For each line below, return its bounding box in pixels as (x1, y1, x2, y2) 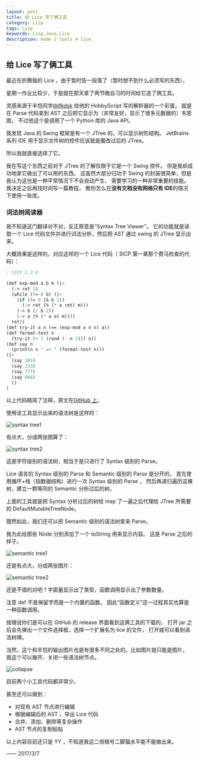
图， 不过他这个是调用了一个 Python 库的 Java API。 (6, 116, 134, 124)
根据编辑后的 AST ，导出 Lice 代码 (14, 711, 99, 718)
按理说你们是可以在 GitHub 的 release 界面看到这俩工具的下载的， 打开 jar (6, 619, 186, 626)
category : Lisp (6, 20, 44, 26)
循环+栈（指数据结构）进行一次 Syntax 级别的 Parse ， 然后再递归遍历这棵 (11, 478, 193, 485)
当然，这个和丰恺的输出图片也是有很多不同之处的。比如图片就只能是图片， (6, 646, 188, 654)
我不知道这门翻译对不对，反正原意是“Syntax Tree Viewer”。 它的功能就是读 (6, 223, 190, 230)
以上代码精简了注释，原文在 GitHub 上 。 (6, 396, 102, 404)
